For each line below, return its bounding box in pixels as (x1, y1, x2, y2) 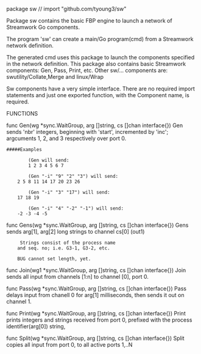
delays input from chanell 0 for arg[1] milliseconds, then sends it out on (6, 292, 185, 298)
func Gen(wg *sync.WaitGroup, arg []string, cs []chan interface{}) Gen (6, 122, 183, 129)
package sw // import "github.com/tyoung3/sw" (6, 6, 127, 12)
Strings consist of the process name (19, 240, 116, 246)
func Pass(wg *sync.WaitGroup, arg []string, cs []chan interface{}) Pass (6, 285, 187, 292)
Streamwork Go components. (6, 24, 80, 31)
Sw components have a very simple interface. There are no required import (6, 85, 195, 92)
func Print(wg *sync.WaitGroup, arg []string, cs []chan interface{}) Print (6, 310, 186, 317)
